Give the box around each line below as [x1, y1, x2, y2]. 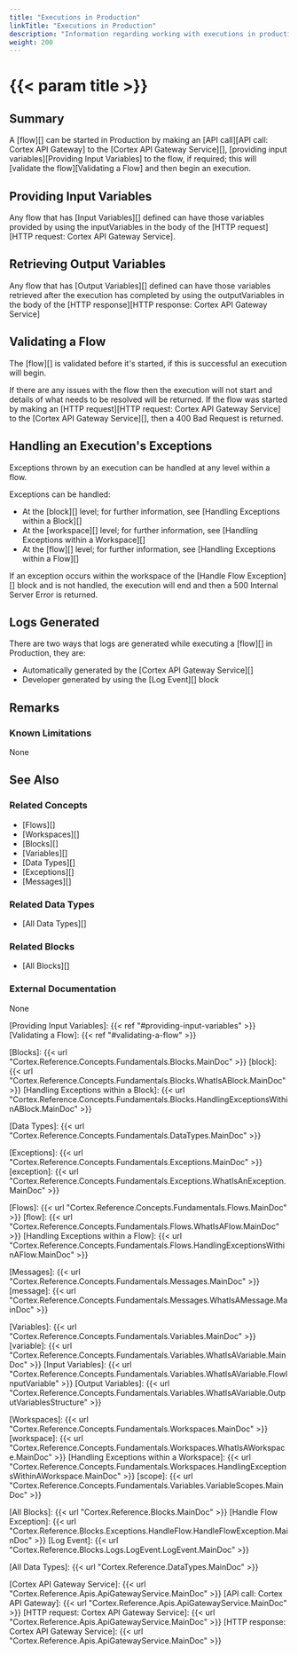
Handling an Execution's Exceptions [9, 438, 213, 453]
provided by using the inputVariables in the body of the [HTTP [9, 222, 236, 232]
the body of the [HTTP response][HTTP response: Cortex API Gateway [9, 299, 268, 310]
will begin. [9, 367, 47, 378]
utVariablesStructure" [9, 1397, 89, 1407]
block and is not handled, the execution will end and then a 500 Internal [17, 579, 278, 590]
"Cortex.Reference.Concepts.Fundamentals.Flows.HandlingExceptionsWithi [9, 1240, 286, 1250]
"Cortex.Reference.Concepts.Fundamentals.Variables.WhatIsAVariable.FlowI [9, 1368, 288, 1379]
